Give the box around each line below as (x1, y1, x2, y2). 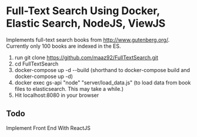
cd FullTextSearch (14, 60, 59, 67)
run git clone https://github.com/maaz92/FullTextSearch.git (14, 54, 159, 61)
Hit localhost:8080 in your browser (14, 92, 99, 99)
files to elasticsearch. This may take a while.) (14, 85, 123, 92)
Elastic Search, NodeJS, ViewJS (6, 17, 166, 30)
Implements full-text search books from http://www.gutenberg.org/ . (6, 36, 170, 43)
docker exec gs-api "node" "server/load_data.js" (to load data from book (14, 79, 191, 86)
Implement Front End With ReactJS (6, 124, 91, 131)
